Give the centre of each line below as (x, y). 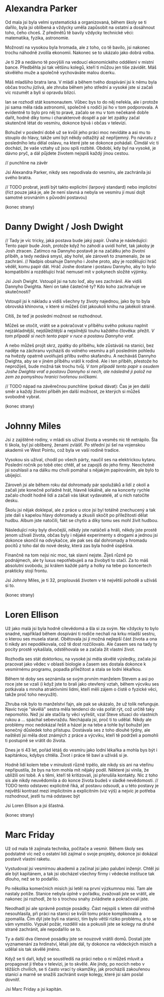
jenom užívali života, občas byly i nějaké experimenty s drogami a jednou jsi (82, 535)
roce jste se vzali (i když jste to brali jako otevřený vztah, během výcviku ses (82, 684)
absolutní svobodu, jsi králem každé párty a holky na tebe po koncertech (78, 565)
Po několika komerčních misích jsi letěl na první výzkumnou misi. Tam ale (79, 888)
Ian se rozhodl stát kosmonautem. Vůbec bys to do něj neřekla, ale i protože (82, 102)
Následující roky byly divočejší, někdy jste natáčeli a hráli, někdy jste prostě (81, 530)
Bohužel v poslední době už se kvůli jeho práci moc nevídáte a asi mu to (78, 132)
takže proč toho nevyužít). (32, 694)
